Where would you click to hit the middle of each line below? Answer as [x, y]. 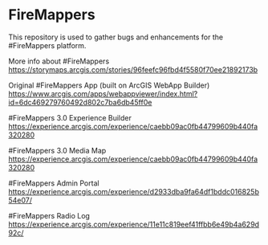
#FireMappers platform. [47, 45]
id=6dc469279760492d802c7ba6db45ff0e [80, 102]
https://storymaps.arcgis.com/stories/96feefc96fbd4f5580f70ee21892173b [133, 69]
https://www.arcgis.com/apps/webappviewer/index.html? [103, 93]
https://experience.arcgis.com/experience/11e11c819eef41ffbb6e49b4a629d [134, 224]
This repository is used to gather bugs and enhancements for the [116, 37]
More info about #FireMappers [59, 61]
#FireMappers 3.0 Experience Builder [70, 117]
